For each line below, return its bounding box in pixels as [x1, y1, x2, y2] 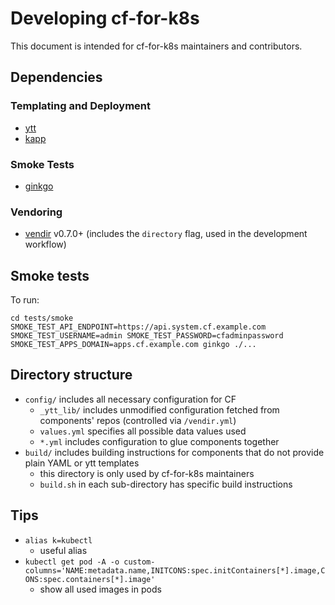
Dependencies [10, 69, 103, 86]
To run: [10, 294, 40, 306]
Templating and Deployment [10, 99, 151, 113]
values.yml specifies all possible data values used [39, 425, 247, 437]
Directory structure [10, 367, 133, 384]
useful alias [39, 544, 88, 556]
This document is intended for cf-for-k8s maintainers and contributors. [10, 40, 303, 52]
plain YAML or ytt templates [24, 457, 140, 469]
